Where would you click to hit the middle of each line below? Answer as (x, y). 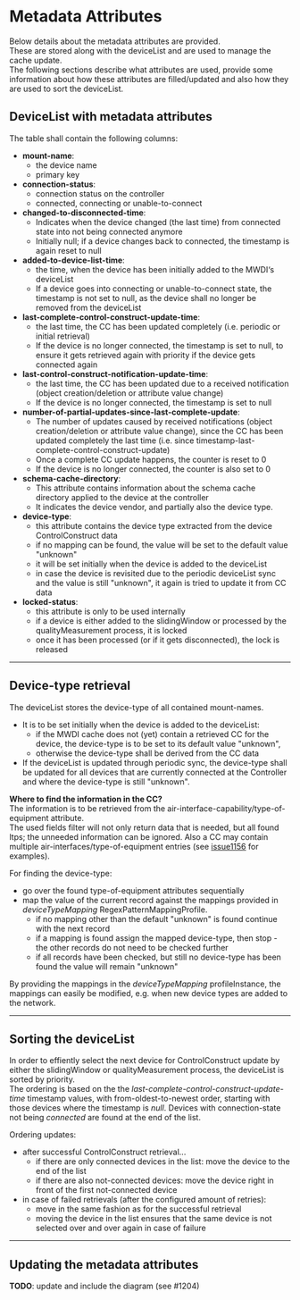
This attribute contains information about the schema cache (146, 488)
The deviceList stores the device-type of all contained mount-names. (137, 707)
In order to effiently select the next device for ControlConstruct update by (145, 1061)
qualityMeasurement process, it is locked (111, 630)
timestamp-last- (225, 440)
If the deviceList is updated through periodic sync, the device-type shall (154, 762)
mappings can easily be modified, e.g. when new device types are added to (149, 993)
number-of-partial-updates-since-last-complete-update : (131, 412)
